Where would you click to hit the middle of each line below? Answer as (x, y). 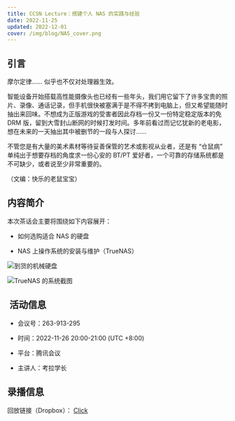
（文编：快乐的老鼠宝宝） (44, 179)
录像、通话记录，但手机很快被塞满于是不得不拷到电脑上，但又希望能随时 (123, 105)
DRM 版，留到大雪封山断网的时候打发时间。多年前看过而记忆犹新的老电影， (116, 123)
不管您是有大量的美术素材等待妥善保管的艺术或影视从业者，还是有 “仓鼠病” (115, 146)
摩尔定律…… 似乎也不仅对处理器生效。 (63, 82)
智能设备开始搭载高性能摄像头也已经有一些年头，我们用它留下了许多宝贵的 (114, 97)
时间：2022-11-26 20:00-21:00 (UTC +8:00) (81, 338)
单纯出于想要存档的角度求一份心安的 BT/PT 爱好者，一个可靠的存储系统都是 (116, 156)
